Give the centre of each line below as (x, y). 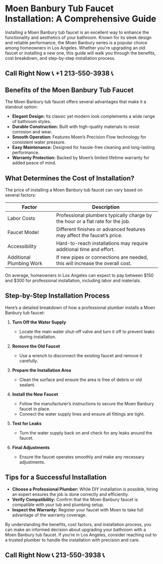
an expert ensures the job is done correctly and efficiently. (71, 494)
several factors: (21, 195)
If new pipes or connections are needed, (102, 257)
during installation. (38, 337)
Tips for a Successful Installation (56, 477)
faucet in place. (35, 409)
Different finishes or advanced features (101, 229)
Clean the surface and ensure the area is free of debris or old (81, 380)
